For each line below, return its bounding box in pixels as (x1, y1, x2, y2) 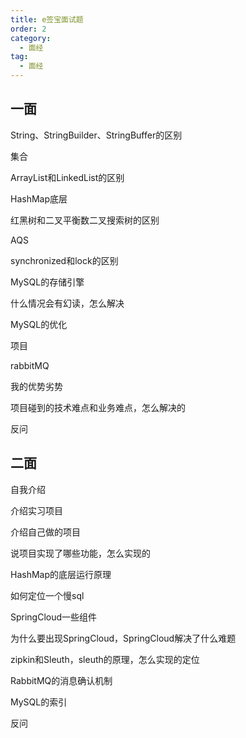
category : (10, 33, 52, 43)
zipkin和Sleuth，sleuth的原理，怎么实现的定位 (10, 653, 200, 665)
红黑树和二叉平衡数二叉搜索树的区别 (10, 214, 160, 226)
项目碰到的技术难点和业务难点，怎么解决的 (10, 401, 186, 413)
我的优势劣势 (10, 380, 63, 392)
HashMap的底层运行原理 (10, 568, 112, 580)
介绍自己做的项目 (10, 526, 81, 538)
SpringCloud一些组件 (10, 611, 98, 623)
